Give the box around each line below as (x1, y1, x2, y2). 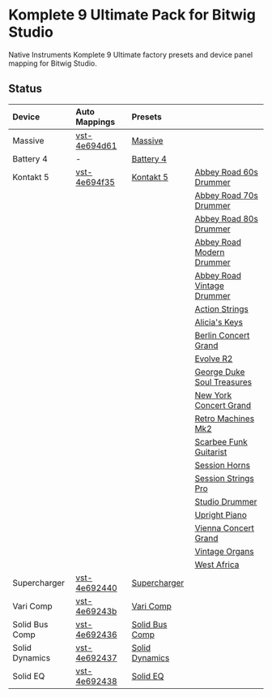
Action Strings (194, 303, 249, 314)
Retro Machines (194, 412, 255, 424)
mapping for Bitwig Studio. (8, 58, 97, 68)
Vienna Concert (194, 522, 255, 533)
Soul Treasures (194, 376, 253, 387)
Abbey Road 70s (194, 189, 259, 200)
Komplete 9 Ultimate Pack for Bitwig (8, 6, 257, 24)
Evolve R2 (194, 353, 233, 364)
